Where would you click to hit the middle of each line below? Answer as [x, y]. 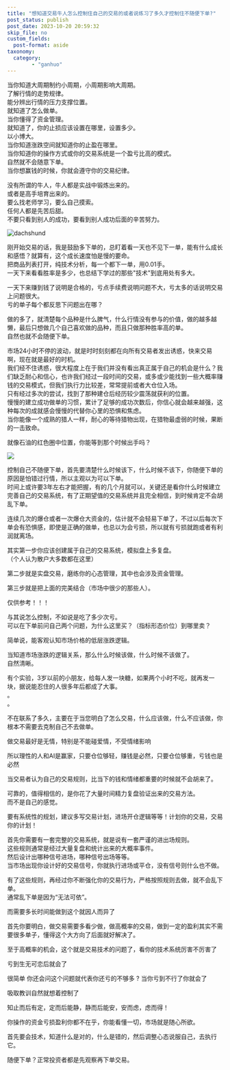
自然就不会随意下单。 [37, 162]
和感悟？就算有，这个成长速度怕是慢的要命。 [70, 256]
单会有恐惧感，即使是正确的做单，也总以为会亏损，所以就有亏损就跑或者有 [112, 527]
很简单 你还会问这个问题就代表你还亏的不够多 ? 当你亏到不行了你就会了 [107, 978]
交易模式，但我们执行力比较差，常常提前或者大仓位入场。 [100, 385]
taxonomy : [21, 52]
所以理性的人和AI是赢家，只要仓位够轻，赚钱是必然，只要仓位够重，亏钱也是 [115, 756]
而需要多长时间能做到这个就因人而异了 [61, 911]
